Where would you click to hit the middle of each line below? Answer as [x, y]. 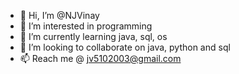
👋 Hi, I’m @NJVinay [59, 15]
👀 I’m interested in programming [86, 26]
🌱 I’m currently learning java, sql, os [93, 36]
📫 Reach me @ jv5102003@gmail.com [100, 58]
